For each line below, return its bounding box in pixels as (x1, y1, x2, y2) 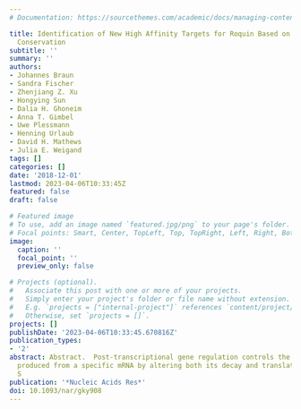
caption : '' (17, 245, 63, 254)
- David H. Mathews (9, 138, 82, 147)
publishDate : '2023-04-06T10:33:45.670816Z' (9, 328, 178, 337)
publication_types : (9, 337, 82, 345)
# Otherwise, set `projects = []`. (9, 311, 150, 320)
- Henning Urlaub (9, 129, 74, 139)
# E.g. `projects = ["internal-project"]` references (9, 302, 222, 311)
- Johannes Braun (9, 71, 74, 81)
